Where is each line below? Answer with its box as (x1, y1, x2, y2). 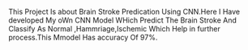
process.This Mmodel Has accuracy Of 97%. (8, 32, 158, 42)
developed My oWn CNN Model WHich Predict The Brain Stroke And (8, 15, 237, 25)
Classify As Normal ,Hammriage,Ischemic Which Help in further (8, 24, 220, 33)
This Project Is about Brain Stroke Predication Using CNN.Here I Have (8, 7, 241, 16)
